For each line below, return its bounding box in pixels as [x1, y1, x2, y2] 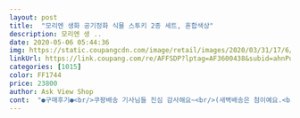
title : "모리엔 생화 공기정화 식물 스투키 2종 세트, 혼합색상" [9, 21, 214, 30]
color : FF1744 [9, 71, 62, 80]
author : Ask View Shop [9, 87, 94, 96]
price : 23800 [9, 79, 58, 88]
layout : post [9, 12, 58, 22]
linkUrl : [9, 54, 42, 63]
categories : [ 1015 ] [9, 63, 82, 72]
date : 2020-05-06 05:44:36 [9, 37, 110, 47]
